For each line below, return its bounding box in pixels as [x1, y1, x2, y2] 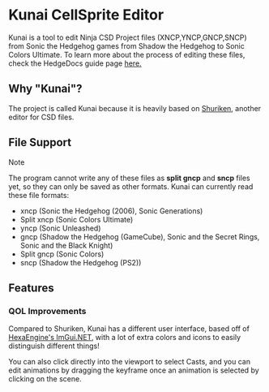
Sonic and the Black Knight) [19, 240, 113, 250]
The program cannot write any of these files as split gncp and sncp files [8, 173, 250, 183]
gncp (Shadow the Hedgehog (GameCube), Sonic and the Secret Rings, [19, 231, 260, 241]
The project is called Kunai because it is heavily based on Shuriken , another [8, 103, 262, 113]
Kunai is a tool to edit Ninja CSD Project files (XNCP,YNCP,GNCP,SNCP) [8, 32, 247, 42]
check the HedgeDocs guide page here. [8, 58, 142, 68]
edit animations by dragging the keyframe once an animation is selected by [8, 365, 259, 375]
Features [8, 281, 54, 295]
